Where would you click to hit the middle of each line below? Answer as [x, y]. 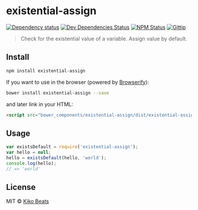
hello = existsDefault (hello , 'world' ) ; [57, 157]
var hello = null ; [29, 152]
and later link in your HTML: [40, 104]
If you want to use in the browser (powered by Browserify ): [77, 82]
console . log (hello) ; [32, 163]
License [21, 187]
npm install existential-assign [46, 71]
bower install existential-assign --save [58, 93]
